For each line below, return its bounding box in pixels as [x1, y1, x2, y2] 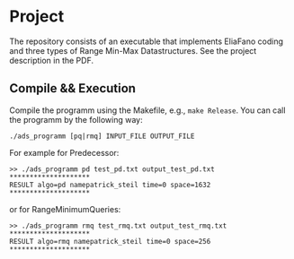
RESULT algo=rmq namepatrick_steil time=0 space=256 [9, 237, 211, 246]
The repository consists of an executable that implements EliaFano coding [9, 36, 284, 47]
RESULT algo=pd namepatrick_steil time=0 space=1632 [9, 180, 211, 189]
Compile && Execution [9, 81, 137, 96]
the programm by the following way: [9, 114, 143, 125]
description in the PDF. [9, 55, 94, 65]
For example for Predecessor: [9, 147, 120, 158]
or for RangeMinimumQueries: [9, 203, 121, 214]
